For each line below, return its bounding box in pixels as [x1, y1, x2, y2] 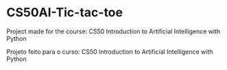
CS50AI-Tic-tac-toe [6, 5, 123, 20]
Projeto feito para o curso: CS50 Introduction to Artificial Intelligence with [6, 48, 213, 56]
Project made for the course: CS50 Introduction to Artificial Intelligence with [6, 27, 221, 35]
